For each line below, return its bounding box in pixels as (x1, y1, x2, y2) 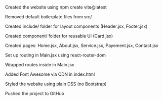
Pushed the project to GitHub (5, 91, 65, 96)
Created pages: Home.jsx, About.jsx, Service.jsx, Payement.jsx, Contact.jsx (5, 43, 159, 49)
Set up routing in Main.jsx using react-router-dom (5, 52, 106, 58)
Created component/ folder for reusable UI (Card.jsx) (5, 33, 113, 39)
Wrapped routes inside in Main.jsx (5, 62, 75, 67)
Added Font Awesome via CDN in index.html (5, 71, 95, 77)
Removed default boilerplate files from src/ (5, 14, 92, 19)
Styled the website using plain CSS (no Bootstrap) (5, 81, 107, 87)
